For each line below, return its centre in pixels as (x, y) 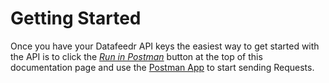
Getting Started (76, 18)
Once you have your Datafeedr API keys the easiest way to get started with (165, 46)
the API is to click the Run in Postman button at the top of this (136, 56)
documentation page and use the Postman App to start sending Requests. (162, 67)
